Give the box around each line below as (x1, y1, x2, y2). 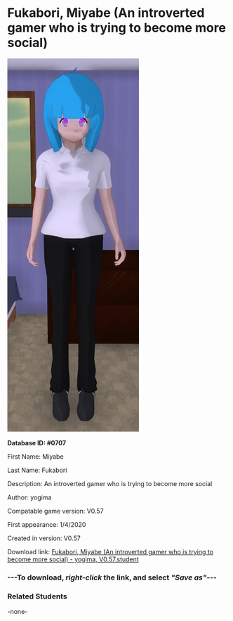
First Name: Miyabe (7, 452, 65, 461)
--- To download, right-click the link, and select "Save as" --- (7, 573, 218, 582)
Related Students (7, 591, 68, 601)
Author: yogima (7, 493, 52, 502)
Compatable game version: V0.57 (7, 506, 104, 515)
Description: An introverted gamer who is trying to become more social (7, 479, 213, 488)
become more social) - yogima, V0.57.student (7, 555, 139, 563)
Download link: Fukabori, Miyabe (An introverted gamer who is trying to (7, 547, 214, 556)
